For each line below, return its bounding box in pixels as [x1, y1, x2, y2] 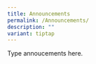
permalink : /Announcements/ [7, 17, 90, 24]
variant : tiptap [7, 30, 55, 37]
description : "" [7, 23, 55, 30]
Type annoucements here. [7, 49, 83, 58]
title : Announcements [7, 10, 71, 18]
